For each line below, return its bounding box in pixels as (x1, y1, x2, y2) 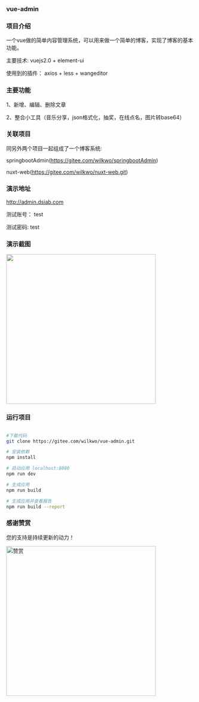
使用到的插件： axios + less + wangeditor (6, 69, 108, 77)
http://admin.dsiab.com (6, 198, 64, 205)
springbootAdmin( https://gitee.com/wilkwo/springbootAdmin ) (6, 156, 158, 164)
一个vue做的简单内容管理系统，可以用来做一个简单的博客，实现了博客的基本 (6, 37, 194, 44)
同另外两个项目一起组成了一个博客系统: (6, 144, 103, 152)
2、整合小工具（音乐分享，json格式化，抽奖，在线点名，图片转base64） (6, 113, 185, 121)
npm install (6, 455, 36, 461)
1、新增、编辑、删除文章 (6, 101, 66, 108)
